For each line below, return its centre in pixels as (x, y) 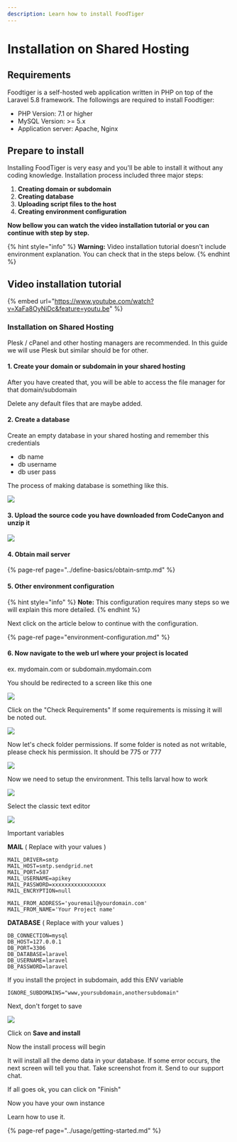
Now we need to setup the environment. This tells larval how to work (108, 779)
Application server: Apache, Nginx (68, 128)
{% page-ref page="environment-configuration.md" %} (89, 637)
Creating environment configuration (72, 212)
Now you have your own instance (56, 1103)
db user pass (37, 472)
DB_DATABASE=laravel (38, 954)
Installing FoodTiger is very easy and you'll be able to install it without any (115, 168)
